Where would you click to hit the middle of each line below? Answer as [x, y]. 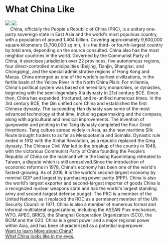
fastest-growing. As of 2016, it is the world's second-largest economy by [80, 172]
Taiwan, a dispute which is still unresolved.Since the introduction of [75, 161]
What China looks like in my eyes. [40, 236]
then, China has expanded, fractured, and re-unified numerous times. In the [83, 98]
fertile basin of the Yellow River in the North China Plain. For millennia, [77, 82]
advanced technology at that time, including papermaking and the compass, [84, 114]
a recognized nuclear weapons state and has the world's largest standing [81, 188]
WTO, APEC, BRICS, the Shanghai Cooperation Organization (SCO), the [78, 215]
